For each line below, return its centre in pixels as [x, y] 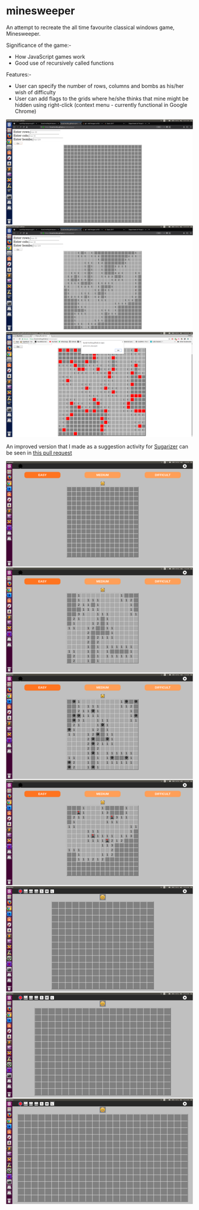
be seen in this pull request [39, 453]
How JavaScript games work [50, 56]
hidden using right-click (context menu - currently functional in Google [101, 104]
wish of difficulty [35, 92]
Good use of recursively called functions [64, 63]
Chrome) [25, 111]
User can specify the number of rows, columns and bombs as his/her [99, 86]
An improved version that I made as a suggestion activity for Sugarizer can [97, 447]
